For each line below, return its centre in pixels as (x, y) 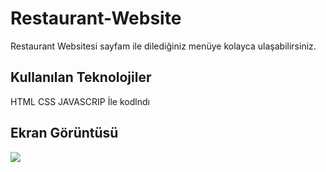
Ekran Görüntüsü (64, 133)
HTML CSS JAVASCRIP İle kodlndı (80, 101)
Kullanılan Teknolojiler (81, 77)
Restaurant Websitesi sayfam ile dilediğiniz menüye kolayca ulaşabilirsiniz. (163, 46)
